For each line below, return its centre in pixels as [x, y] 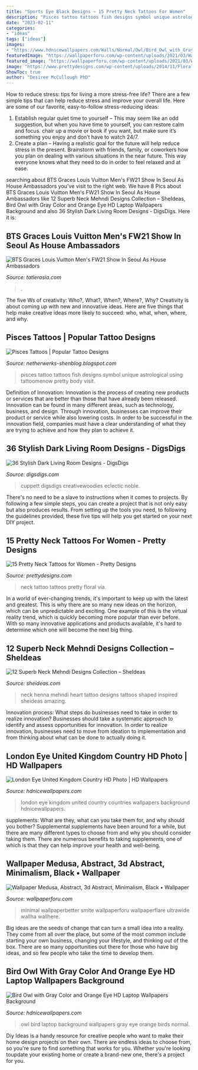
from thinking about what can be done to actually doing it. [76, 738]
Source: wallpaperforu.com [39, 899]
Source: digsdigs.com [33, 474]
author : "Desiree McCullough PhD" [49, 77]
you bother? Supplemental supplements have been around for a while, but [96, 826]
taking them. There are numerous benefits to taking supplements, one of [94, 839]
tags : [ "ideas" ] [26, 39]
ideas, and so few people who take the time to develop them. [80, 953]
